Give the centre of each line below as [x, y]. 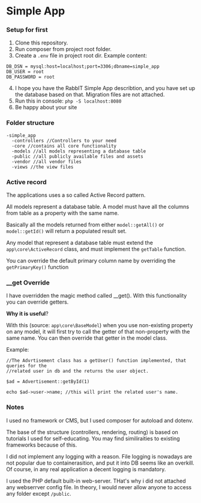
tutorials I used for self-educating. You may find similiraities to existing [93, 438]
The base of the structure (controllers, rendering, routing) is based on [92, 432]
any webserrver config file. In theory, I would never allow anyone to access [99, 487]
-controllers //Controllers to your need [64, 140]
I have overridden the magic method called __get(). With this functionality [97, 296]
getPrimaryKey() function [37, 267]
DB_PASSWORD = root [31, 77]
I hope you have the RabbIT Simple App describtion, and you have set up [105, 88]
